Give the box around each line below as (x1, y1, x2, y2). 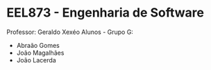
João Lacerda (16, 55, 56, 64)
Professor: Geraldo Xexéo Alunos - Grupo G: (6, 28, 133, 36)
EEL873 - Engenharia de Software (6, 5, 204, 21)
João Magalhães (16, 49, 65, 57)
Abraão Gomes (16, 41, 60, 49)
